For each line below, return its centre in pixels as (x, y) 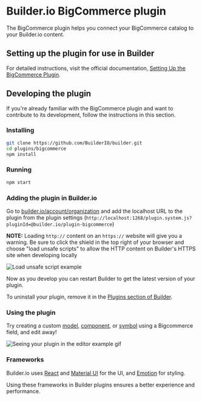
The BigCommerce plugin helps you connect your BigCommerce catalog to (100, 28)
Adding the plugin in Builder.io (52, 198)
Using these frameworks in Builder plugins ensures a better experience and (101, 385)
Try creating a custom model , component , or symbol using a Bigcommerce (100, 326)
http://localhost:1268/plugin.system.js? (139, 218)
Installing (20, 130)
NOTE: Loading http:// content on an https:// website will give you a (94, 235)
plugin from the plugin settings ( (46, 217)
